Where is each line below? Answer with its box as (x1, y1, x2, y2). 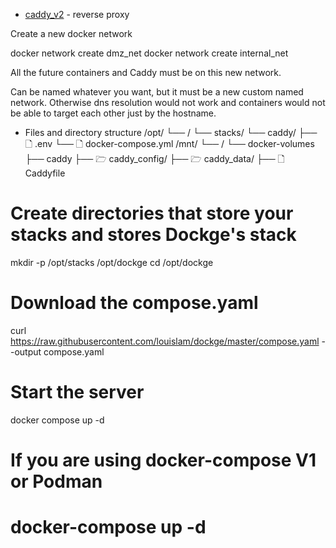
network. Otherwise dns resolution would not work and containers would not (10, 97, 326, 108)
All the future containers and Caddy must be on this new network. (10, 67, 282, 78)
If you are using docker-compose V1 (10, 449, 317, 471)
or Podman (10, 470, 103, 493)
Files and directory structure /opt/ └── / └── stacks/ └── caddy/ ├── (24, 127, 318, 138)
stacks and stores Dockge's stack (10, 224, 297, 246)
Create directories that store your (10, 202, 294, 225)
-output (10, 345, 42, 358)
